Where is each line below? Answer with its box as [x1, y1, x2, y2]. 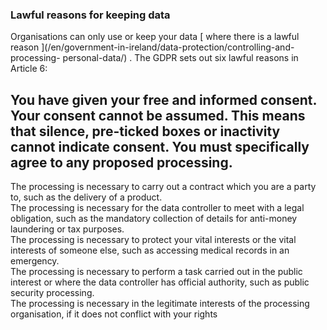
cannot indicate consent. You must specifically [10, 138, 310, 155]
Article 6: [10, 63, 48, 75]
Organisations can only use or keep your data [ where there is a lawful [10, 31, 300, 43]
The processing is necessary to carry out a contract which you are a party [10, 181, 317, 193]
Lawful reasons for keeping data [10, 8, 171, 22]
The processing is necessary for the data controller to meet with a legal [10, 202, 305, 214]
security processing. [10, 287, 95, 299]
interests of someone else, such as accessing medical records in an [10, 244, 290, 257]
